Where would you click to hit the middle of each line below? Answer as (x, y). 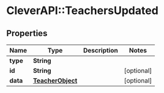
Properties (27, 33)
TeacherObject (55, 80)
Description (101, 50)
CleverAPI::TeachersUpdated (83, 11)
